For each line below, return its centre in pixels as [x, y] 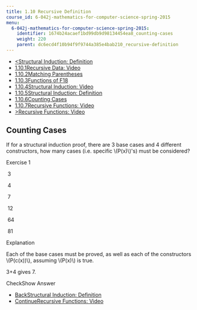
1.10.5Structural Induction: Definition [58, 93]
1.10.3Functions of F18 [41, 80]
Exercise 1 [18, 162]
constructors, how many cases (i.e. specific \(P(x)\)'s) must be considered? [98, 151]
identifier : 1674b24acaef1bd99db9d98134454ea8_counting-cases [95, 34]
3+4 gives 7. [21, 272]
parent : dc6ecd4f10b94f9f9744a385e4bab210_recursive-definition [98, 45]
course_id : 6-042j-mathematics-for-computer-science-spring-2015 [88, 17]
